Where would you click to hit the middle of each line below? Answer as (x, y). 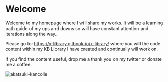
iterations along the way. (31, 34)
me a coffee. (19, 64)
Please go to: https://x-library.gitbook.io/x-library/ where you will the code (83, 43)
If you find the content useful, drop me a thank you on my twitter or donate (83, 59)
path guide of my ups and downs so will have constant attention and (77, 28)
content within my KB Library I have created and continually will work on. (81, 49)
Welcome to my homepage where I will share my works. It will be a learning (84, 23)
